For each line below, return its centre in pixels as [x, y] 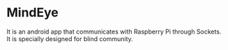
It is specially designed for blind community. [70, 38]
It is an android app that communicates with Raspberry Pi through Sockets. [114, 32]
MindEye [32, 13]
